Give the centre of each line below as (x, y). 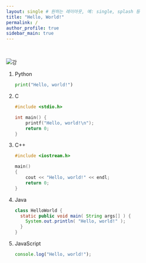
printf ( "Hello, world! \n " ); (60, 123)
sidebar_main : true (30, 34)
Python (23, 74)
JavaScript (28, 244)
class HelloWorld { (39, 210)
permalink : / (22, 22)
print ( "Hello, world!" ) (44, 85)
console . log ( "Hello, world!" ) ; (53, 254)
